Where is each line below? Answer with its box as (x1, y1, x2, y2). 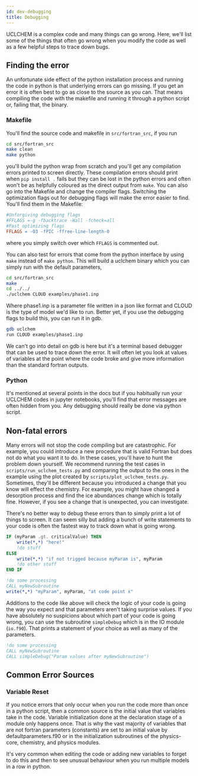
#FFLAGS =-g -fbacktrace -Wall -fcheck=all (6, 218, 115, 224)
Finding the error (6, 60, 70, 70)
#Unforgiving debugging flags (6, 212, 81, 218)
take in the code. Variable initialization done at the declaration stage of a (6, 714, 182, 721)
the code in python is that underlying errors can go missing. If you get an (6, 82, 184, 90)
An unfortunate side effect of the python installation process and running (6, 76, 184, 83)
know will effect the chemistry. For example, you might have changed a (6, 486, 180, 493)
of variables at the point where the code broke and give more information (6, 355, 184, 362)
